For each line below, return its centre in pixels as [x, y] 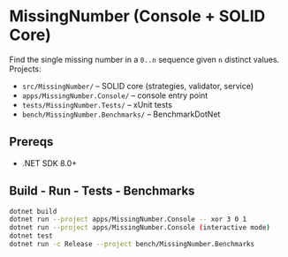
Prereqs [31, 142]
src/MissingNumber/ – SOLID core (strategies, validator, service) [138, 86]
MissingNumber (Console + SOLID [137, 16]
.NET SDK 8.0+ [49, 163]
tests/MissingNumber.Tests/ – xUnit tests [97, 104]
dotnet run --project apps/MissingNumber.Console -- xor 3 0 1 [128, 219]
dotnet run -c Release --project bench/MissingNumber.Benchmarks [132, 245]
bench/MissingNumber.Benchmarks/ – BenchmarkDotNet [121, 114]
